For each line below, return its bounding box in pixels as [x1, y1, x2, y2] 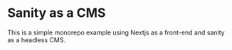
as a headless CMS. [7, 35, 66, 44]
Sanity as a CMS [7, 5, 106, 21]
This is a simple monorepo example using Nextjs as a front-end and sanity [7, 28, 226, 37]
